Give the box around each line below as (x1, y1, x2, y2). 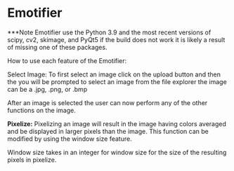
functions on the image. (7, 106, 76, 114)
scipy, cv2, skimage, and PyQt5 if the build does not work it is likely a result (7, 35, 226, 43)
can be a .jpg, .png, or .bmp (7, 85, 88, 93)
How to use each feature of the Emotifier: (7, 56, 127, 64)
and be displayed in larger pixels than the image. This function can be (7, 127, 209, 135)
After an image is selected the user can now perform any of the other (7, 98, 208, 107)
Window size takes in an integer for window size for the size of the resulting (7, 148, 227, 156)
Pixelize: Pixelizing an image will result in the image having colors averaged (7, 119, 227, 128)
